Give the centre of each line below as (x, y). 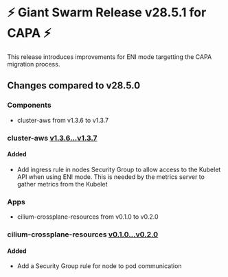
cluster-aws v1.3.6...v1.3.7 (52, 138)
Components (29, 105)
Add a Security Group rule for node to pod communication (99, 266)
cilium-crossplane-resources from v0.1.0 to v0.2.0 (88, 217)
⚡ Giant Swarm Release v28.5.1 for (107, 13)
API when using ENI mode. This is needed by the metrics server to (111, 177)
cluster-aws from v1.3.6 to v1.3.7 (63, 120)
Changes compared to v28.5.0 (74, 86)
